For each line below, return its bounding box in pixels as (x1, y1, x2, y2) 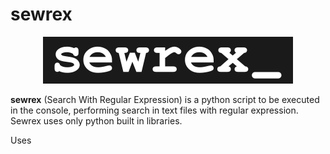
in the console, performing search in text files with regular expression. (10, 104, 299, 116)
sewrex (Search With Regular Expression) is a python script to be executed (10, 93, 320, 105)
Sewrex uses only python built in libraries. (10, 114, 183, 127)
